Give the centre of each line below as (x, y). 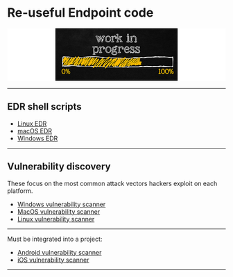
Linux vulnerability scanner (56, 219)
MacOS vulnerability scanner (59, 211)
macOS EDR (35, 131)
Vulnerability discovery (59, 167)
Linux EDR (32, 124)
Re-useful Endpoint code (80, 13)
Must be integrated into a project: (55, 239)
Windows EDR (37, 138)
